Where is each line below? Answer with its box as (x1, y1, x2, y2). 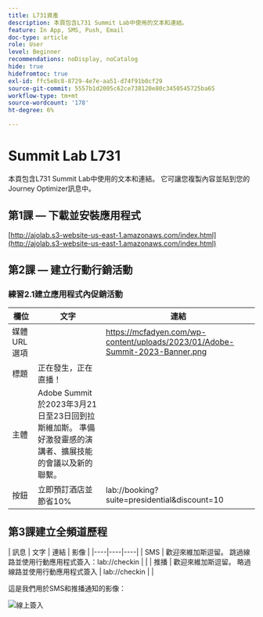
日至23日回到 (38, 411, 88, 422)
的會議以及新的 (38, 458, 93, 469)
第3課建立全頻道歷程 (8, 525, 108, 539)
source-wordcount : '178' (8, 99, 89, 107)
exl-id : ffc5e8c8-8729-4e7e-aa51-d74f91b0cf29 (8, 77, 163, 85)
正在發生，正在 (38, 363, 93, 374)
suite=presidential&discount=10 (105, 495, 225, 506)
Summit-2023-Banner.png (105, 346, 207, 357)
